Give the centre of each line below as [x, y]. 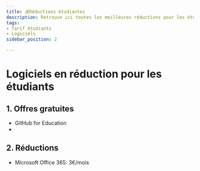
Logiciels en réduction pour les [84, 74]
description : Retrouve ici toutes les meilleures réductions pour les [96, 17]
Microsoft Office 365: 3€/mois [52, 162]
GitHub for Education [40, 123]
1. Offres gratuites [40, 109]
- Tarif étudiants [29, 28]
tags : [13, 23]
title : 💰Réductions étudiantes [46, 12]
